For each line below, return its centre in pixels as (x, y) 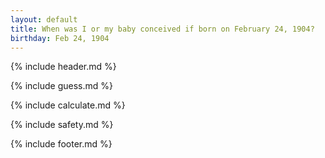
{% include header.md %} (63, 67)
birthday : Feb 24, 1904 (60, 38)
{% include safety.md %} (62, 125)
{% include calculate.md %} (68, 105)
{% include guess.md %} (61, 86)
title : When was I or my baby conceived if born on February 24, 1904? (162, 29)
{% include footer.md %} (61, 144)
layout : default (44, 19)
